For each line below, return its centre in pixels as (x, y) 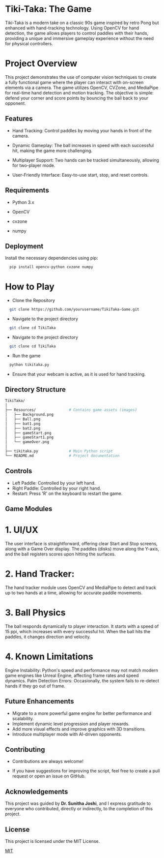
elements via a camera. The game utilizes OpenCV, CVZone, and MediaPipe (82, 88)
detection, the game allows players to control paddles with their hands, (77, 33)
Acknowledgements (37, 791)
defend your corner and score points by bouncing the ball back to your (77, 98)
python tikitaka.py (29, 365)
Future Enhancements (40, 701)
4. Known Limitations (49, 657)
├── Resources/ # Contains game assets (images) (71, 410)
